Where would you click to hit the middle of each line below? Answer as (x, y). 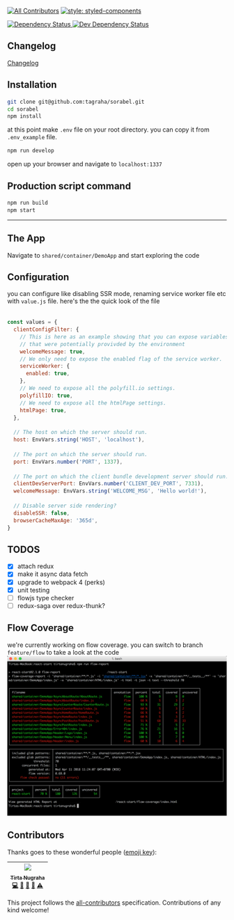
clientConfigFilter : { (46, 330)
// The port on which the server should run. (81, 454)
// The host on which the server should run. (81, 432)
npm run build (28, 203)
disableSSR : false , (42, 513)
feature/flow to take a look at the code (63, 652)
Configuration (38, 277)
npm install (24, 116)
